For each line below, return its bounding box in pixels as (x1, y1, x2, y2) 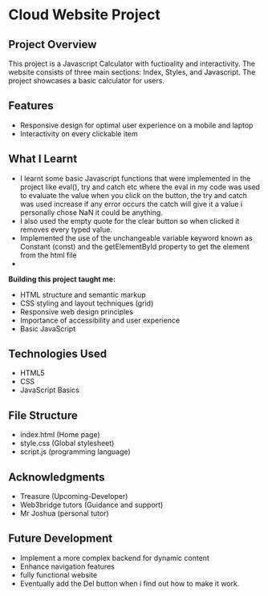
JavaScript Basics (19, 385, 80, 395)
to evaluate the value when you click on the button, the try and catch (19, 190, 247, 200)
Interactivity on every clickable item (19, 128, 138, 138)
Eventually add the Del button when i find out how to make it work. (19, 578, 240, 588)
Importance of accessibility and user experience (19, 315, 181, 325)
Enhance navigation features (19, 562, 115, 571)
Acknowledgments (8, 470, 106, 484)
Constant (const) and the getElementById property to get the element (19, 241, 250, 251)
